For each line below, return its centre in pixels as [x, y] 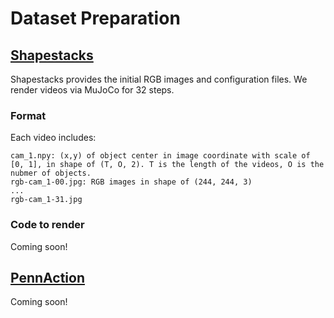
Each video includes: [53, 138]
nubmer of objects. [51, 173]
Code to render [47, 225]
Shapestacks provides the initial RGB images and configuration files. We [159, 79]
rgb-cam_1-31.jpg [46, 200]
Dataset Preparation [95, 18]
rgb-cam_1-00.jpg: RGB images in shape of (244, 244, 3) [131, 182]
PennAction [47, 277]
